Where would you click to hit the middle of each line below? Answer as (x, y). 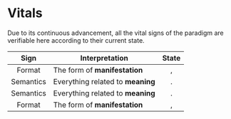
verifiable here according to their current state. (76, 40)
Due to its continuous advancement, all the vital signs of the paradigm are (116, 33)
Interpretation (104, 58)
